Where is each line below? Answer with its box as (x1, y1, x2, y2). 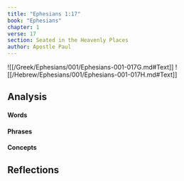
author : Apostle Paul (7, 43, 72, 50)
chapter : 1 (7, 23, 40, 31)
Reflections (7, 164, 60, 176)
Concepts (7, 143, 37, 152)
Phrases (7, 127, 33, 136)
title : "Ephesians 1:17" (7, 10, 81, 18)
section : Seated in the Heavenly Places (7, 37, 129, 44)
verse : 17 (7, 30, 37, 38)
